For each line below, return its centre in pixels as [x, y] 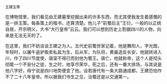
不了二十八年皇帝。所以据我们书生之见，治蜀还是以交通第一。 [68, 77]
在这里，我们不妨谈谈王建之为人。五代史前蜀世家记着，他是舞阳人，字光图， [83, 46]
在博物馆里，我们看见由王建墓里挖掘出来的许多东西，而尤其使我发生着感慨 [81, 17]
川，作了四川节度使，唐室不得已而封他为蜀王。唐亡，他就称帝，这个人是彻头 [83, 58]
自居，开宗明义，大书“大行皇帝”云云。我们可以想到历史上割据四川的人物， [81, 29]
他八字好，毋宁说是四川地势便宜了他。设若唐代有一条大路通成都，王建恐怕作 [83, 70]
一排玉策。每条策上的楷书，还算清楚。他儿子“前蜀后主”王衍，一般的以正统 [85, 23]
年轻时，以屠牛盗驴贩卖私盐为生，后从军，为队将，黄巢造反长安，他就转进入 [83, 52]
